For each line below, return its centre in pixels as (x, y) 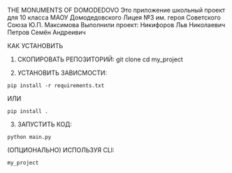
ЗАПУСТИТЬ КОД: (44, 124)
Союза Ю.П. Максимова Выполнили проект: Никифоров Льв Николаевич (116, 25)
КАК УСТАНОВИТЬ (35, 46)
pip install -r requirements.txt (56, 86)
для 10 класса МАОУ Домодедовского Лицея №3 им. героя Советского (114, 17)
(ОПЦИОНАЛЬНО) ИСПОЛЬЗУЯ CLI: (61, 150)
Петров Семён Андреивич (46, 32)
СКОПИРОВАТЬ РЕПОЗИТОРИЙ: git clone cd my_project (100, 59)
